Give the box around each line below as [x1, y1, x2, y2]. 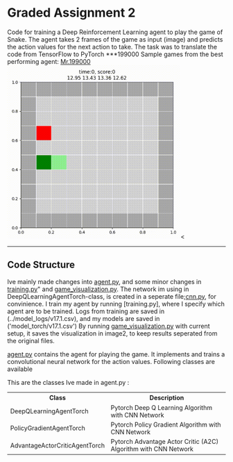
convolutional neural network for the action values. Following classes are [7, 357, 215, 365]
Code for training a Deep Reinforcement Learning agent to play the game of [7, 28, 223, 36]
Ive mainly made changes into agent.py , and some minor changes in [7, 277, 202, 286]
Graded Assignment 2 [7, 5, 136, 21]
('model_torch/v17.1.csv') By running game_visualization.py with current [7, 322, 210, 330]
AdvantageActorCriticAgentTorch [10, 441, 105, 449]
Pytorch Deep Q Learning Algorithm [110, 403, 213, 411]
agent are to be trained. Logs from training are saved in [7, 307, 165, 315]
